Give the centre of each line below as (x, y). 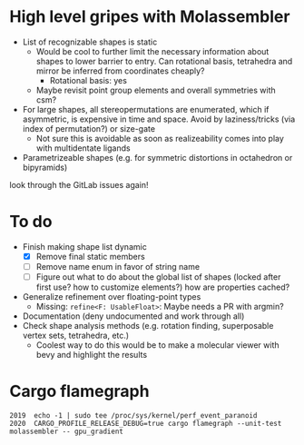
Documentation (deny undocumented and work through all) (133, 316)
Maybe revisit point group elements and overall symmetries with (156, 90)
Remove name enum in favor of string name (118, 266)
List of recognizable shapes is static (90, 42)
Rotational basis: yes (88, 80)
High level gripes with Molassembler (150, 17)
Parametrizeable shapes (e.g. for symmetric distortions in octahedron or (157, 157)
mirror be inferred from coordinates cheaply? (121, 71)
